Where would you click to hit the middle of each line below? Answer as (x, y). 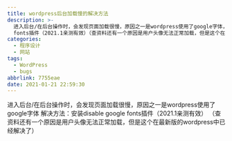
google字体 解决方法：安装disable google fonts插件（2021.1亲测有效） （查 (114, 113)
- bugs (23, 71)
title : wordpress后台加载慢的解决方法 (58, 13)
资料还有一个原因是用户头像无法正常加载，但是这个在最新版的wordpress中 (113, 122)
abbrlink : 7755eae (34, 78)
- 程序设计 (27, 46)
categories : (24, 39)
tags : (15, 59)
